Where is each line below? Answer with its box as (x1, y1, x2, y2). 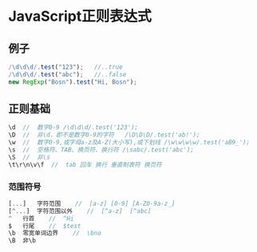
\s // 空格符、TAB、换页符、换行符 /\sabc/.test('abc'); (8, 146, 194, 154)
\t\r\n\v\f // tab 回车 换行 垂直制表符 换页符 (8, 160, 162, 168)
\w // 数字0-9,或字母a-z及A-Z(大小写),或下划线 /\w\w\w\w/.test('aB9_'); (8, 139, 250, 147)
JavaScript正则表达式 (8, 7, 152, 26)
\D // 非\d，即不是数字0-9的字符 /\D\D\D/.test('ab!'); (8, 131, 200, 140)
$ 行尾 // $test (8, 222, 81, 230)
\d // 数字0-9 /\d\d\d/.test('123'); (8, 124, 139, 132)
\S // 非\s (8, 153, 50, 161)
